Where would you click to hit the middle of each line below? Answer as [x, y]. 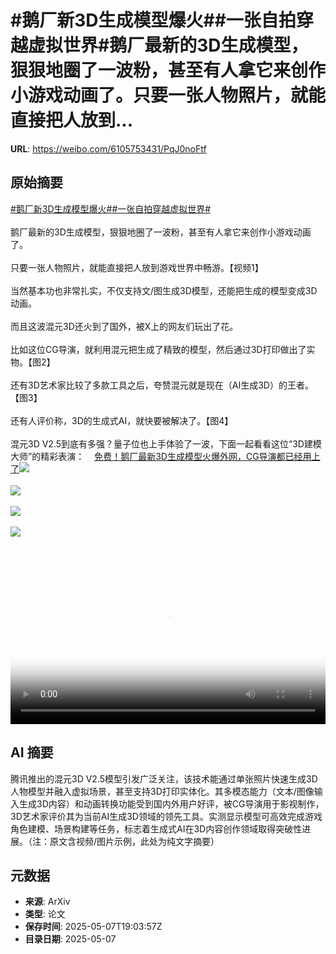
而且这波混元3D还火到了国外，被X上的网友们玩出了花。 [124, 326]
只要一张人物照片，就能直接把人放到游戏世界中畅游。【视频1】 [137, 267]
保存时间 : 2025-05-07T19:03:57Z [93, 927]
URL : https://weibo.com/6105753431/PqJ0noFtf [108, 148]
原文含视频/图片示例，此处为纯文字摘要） [134, 841]
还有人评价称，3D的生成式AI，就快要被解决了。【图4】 [122, 420]
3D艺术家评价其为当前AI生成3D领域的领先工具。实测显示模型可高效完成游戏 [166, 816]
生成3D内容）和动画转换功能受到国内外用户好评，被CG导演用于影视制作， [171, 803]
